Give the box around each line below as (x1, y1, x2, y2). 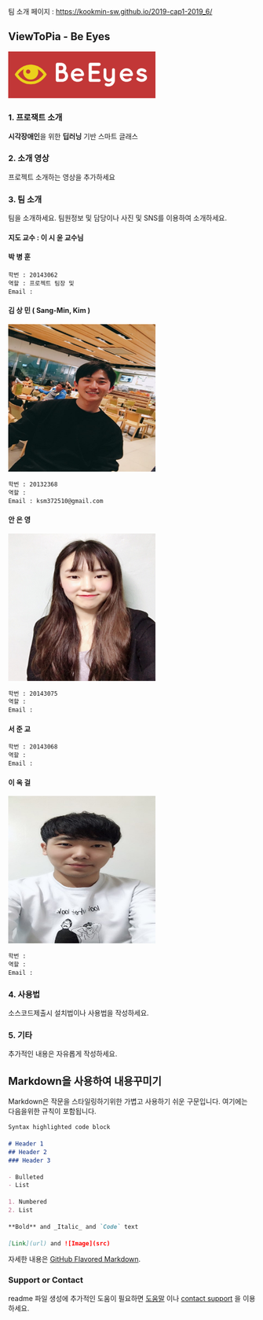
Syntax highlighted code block (8, 1123, 111, 1131)
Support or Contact (8, 1274, 84, 1285)
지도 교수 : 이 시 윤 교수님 (8, 233, 84, 242)
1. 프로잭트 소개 (8, 112, 63, 123)
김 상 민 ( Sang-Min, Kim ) (8, 306, 91, 315)
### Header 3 (8, 1156, 51, 1164)
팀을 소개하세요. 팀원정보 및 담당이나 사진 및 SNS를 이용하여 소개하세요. (8, 213, 228, 222)
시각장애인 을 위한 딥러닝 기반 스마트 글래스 (8, 131, 139, 141)
